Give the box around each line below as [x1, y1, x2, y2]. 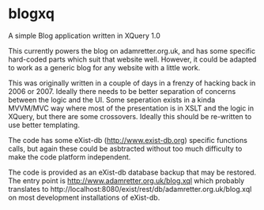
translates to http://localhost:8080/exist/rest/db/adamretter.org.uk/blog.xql [8, 184, 252, 193]
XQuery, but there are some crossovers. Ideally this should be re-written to [8, 111, 252, 121]
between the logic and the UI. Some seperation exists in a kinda [8, 95, 216, 104]
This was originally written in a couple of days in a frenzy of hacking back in [8, 78, 256, 88]
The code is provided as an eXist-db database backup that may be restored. [8, 167, 257, 177]
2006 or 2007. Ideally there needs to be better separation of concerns [8, 86, 236, 96]
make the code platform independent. [8, 152, 131, 162]
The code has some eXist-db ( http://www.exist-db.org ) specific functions [8, 135, 247, 144]
